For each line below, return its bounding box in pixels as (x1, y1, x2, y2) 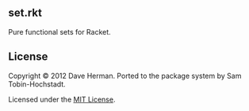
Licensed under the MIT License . (8, 94, 116, 104)
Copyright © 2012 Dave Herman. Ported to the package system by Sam (8, 71, 242, 80)
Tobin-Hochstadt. (8, 79, 66, 89)
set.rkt (8, 6, 42, 20)
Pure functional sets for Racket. (8, 27, 111, 36)
